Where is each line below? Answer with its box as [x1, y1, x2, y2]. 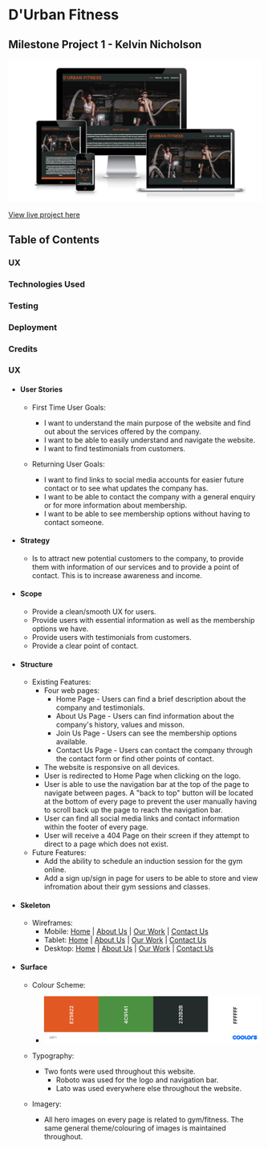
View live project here [8, 210, 80, 219]
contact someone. [43, 517, 104, 527]
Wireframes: [31, 918, 74, 928]
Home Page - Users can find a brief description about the [55, 695, 246, 704]
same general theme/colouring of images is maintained [43, 1123, 226, 1133]
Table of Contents [8, 233, 100, 247]
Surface [19, 962, 48, 972]
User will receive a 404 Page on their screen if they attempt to [43, 831, 250, 841]
